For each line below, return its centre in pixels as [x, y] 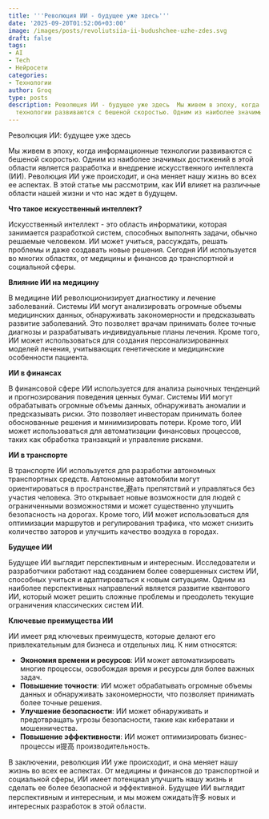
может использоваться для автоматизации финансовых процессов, [125, 431]
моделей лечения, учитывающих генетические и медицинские [116, 349]
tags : [17, 46]
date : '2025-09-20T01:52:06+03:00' [68, 23]
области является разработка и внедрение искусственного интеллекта [131, 168]
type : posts [28, 98]
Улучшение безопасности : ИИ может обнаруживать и [114, 711]
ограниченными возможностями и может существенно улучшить [121, 506]
